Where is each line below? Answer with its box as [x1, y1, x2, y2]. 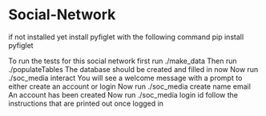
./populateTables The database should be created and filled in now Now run [8, 64, 259, 74]
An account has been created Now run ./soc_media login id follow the [8, 90, 239, 99]
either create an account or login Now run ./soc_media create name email [8, 82, 251, 91]
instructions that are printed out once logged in [8, 98, 164, 108]
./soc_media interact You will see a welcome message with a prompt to [8, 73, 243, 82]
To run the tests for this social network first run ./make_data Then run [8, 56, 238, 66]
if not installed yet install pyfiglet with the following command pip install [8, 32, 244, 42]
